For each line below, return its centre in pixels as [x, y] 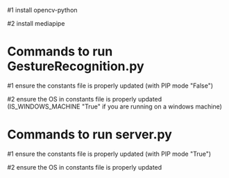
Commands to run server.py [90, 135]
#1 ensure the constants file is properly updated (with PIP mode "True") [109, 154]
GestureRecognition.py [76, 66]
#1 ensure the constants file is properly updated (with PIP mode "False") [110, 86]
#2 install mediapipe [36, 23]
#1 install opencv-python [42, 10]
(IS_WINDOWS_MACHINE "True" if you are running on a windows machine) [114, 106]
